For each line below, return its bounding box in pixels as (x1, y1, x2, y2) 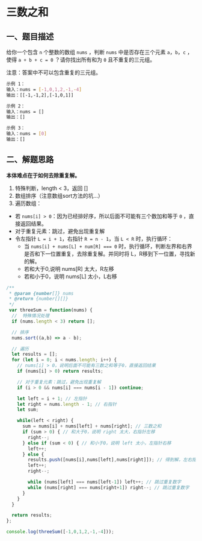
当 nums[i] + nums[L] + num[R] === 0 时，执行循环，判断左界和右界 (23, 242, 192, 250)
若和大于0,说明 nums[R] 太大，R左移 (23, 265, 114, 272)
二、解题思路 (6, 154, 54, 165)
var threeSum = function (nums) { (8, 307, 93, 314)
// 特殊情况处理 (11, 313, 50, 319)
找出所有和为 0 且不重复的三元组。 (70, 56, 155, 63)
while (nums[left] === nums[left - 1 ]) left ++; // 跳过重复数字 (28, 479, 182, 486)
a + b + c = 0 (17, 57, 54, 63)
